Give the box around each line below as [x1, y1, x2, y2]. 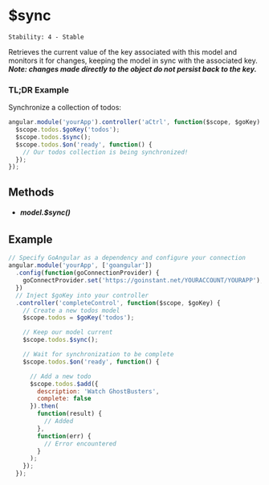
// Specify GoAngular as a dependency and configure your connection [8, 254, 247, 262]
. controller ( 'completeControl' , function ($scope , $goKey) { [15, 298, 221, 307]
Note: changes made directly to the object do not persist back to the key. [8, 64, 257, 74]
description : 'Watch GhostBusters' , [37, 387, 160, 396]
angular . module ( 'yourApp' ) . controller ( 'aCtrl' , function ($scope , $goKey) [8, 118, 261, 126]
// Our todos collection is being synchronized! [22, 148, 189, 156]
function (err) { [37, 432, 92, 440]
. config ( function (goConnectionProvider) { [15, 269, 160, 277]
